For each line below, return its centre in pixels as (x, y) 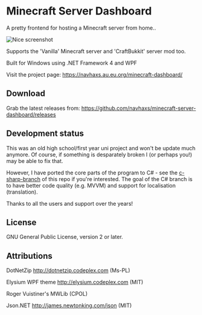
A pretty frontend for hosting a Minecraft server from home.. (81, 28)
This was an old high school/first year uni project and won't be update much (101, 148)
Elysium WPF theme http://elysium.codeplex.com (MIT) (75, 282)
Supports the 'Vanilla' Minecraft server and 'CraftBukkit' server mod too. (96, 51)
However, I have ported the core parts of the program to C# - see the (92, 173)
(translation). (22, 192)
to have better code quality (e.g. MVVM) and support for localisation (91, 185)
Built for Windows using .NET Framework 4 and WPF (72, 63)
